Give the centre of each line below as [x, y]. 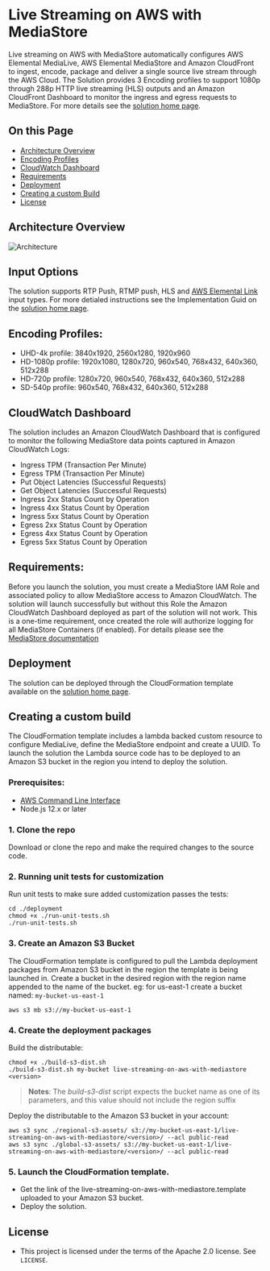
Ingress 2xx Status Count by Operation [84, 499]
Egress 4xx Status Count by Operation [83, 533]
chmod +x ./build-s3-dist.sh [57, 1062]
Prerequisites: [37, 783]
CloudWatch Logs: [39, 449]
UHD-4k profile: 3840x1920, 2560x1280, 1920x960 [105, 353]
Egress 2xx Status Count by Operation [83, 525]
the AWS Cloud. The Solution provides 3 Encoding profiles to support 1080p [134, 80]
